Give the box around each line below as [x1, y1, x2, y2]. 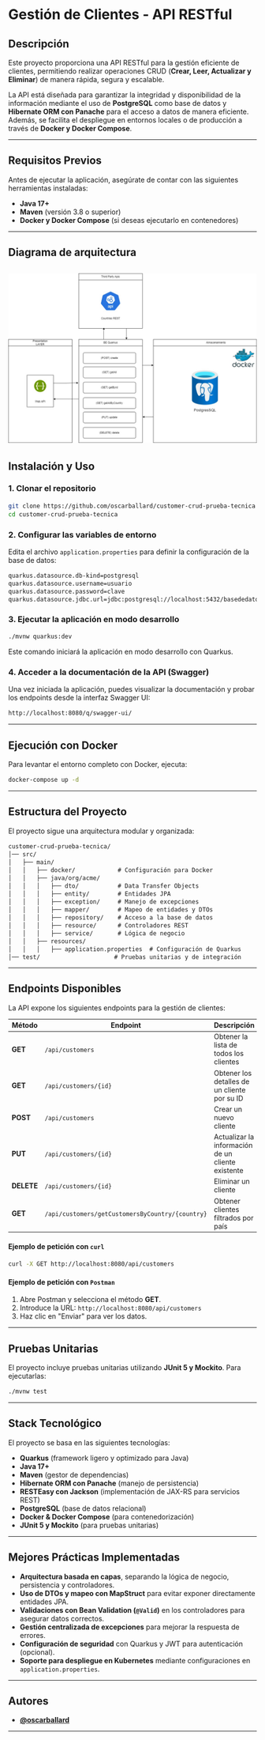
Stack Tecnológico [8, 1417, 103, 1430]
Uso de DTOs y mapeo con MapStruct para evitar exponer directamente [19, 1588, 256, 1598]
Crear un [214, 1104, 243, 1114]
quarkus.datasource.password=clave [8, 587, 125, 595]
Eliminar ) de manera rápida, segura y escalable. [8, 75, 165, 84]
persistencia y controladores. [19, 1580, 115, 1590]
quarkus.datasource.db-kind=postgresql [8, 572, 140, 579]
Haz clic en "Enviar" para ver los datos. [19, 1312, 147, 1321]
